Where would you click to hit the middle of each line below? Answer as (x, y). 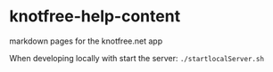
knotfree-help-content (95, 16)
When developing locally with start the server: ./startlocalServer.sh (137, 58)
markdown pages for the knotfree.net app (86, 41)
